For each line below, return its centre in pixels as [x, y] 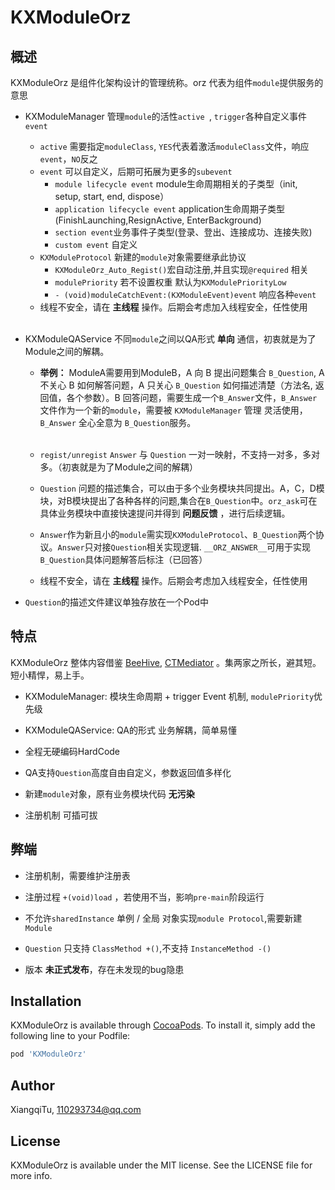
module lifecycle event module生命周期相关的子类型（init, [176, 184]
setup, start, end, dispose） [112, 196]
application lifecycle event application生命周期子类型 [170, 209]
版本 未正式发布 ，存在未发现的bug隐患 [104, 969]
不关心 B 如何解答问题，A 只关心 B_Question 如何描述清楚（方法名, [176, 385]
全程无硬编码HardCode [72, 751]
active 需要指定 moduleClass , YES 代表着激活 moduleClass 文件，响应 [174, 146]
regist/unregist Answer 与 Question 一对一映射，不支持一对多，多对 [179, 454]
